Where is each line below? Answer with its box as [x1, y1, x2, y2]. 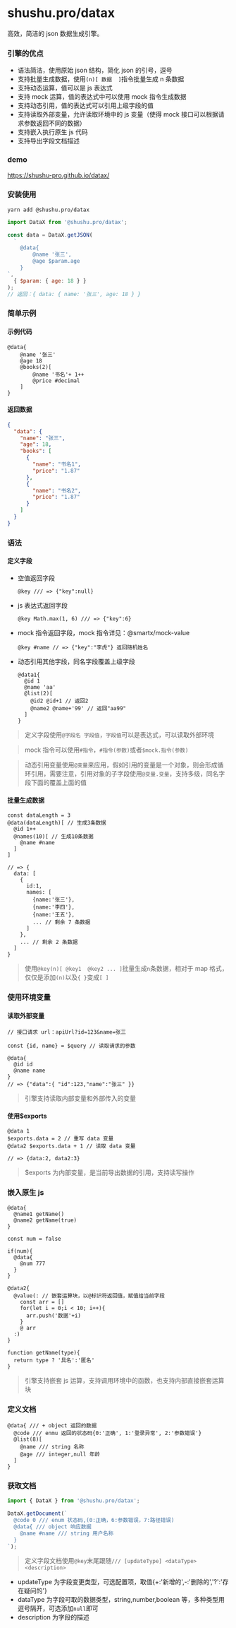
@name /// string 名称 [20, 1444, 85, 1451]
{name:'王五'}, [32, 912, 75, 919]
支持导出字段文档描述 [17, 136, 80, 146]
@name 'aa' [24, 683, 56, 690]
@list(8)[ [13, 1436, 42, 1443]
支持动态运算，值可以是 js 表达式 [17, 83, 113, 93]
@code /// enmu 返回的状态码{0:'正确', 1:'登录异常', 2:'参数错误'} [13, 1429, 202, 1437]
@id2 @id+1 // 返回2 [30, 697, 89, 704]
